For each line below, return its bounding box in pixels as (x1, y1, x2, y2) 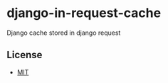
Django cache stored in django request (6, 28, 121, 37)
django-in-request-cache (6, 5, 162, 21)
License (6, 49, 43, 61)
